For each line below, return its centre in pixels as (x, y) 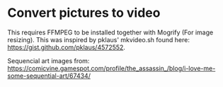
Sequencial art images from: (48, 60)
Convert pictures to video (84, 13)
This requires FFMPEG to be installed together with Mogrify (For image (110, 32)
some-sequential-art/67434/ (49, 76)
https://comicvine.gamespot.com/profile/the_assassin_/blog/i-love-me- (111, 68)
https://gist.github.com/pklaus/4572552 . (67, 47)
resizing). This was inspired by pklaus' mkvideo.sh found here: (98, 39)
